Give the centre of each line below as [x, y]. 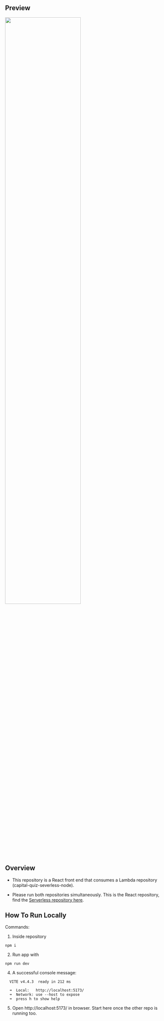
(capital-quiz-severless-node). [43, 885]
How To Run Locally [36, 915]
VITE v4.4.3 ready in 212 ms [40, 982]
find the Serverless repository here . [48, 900]
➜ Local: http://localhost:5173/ [47, 991]
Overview [20, 868]
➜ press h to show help [35, 999]
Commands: [17, 927]
